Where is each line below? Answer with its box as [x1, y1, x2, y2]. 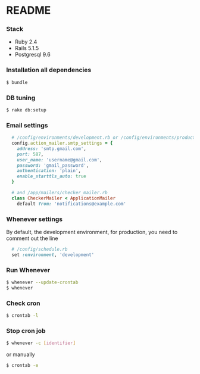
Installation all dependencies [6, 66, 92, 74]
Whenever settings [6, 215, 63, 223]
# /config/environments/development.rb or [11, 135, 118, 141]
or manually [6, 351, 35, 358]
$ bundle [6, 79, 28, 85]
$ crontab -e [6, 363, 39, 369]
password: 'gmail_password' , [17, 162, 89, 169]
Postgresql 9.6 [14, 51, 51, 58]
